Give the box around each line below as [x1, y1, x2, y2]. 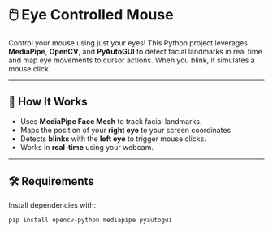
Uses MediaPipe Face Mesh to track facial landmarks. [19, 116, 202, 126]
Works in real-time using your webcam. [19, 142, 154, 152]
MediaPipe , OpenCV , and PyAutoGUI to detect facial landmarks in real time [8, 46, 262, 56]
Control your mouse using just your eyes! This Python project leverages [8, 37, 248, 48]
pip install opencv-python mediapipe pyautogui [8, 216, 173, 224]
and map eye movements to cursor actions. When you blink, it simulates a [8, 55, 255, 65]
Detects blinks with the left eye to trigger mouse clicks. [19, 134, 207, 144]
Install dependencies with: [8, 200, 97, 210]
